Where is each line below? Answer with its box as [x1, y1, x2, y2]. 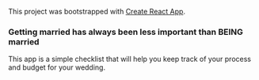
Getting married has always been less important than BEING [8, 26, 244, 37]
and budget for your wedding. [8, 63, 105, 72]
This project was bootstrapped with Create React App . [8, 7, 186, 16]
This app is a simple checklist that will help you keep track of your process [8, 55, 252, 64]
